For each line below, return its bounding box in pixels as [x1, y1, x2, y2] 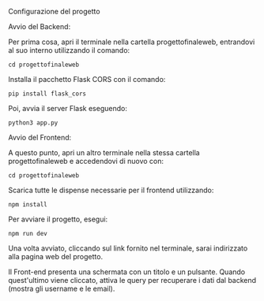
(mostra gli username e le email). [8, 284, 115, 293]
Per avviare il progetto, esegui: [8, 214, 108, 224]
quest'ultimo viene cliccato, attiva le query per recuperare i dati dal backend [8, 276, 257, 284]
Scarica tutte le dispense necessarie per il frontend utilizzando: [8, 185, 214, 195]
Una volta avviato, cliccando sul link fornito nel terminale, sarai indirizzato [8, 243, 248, 253]
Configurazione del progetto [8, 7, 100, 16]
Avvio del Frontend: [8, 133, 72, 142]
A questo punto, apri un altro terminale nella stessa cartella [8, 148, 200, 157]
